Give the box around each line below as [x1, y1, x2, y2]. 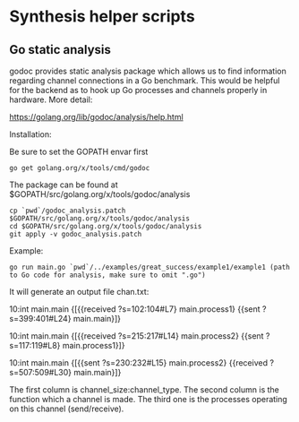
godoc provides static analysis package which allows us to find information [9, 65, 286, 76]
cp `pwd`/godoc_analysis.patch [9, 206, 126, 215]
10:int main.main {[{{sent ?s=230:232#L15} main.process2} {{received [9, 357, 269, 368]
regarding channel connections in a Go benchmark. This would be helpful [9, 75, 280, 86]
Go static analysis [9, 42, 112, 57]
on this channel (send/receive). [9, 403, 124, 414]
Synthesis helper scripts [9, 6, 195, 27]
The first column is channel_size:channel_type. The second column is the [9, 384, 279, 395]
